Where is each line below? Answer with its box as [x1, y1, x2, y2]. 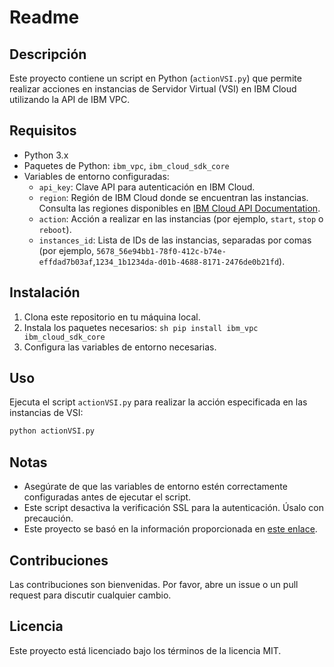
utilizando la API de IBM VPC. [9, 94, 131, 105]
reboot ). [38, 223, 72, 235]
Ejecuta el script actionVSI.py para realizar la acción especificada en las [9, 396, 308, 408]
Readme [9, 6, 80, 29]
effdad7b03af [38, 257, 94, 267]
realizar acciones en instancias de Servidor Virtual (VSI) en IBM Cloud [9, 83, 297, 95]
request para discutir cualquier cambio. [9, 589, 172, 601]
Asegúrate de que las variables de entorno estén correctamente [23, 481, 288, 493]
